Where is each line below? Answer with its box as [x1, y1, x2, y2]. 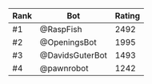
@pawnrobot [39, 63, 89, 74]
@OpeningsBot [39, 37, 98, 47]
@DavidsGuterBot [39, 50, 108, 61]
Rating [114, 10, 141, 21]
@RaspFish [39, 24, 82, 34]
